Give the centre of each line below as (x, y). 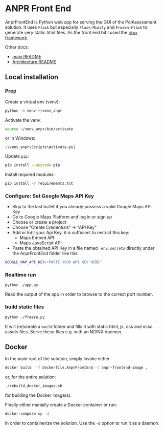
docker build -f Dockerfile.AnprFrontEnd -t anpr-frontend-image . (76, 368)
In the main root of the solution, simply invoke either (58, 359)
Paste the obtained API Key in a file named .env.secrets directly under (83, 248)
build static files (24, 307)
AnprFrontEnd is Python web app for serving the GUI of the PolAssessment (81, 22)
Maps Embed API (37, 238)
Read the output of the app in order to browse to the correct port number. (79, 294)
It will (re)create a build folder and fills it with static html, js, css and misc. (80, 326)
